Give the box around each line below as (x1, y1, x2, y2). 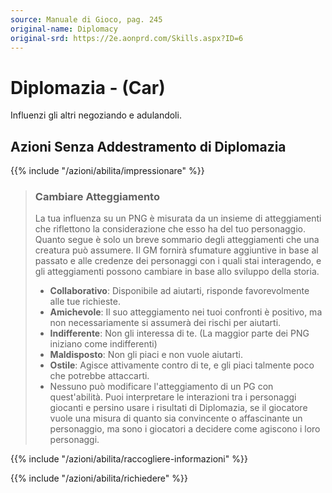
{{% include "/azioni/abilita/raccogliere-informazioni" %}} (10, 453, 248, 465)
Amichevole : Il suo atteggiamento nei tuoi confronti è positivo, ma (49, 306, 323, 318)
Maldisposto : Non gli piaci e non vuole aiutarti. (49, 349, 243, 361)
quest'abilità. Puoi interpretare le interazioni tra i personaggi (49, 391, 297, 403)
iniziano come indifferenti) (49, 338, 158, 350)
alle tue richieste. (49, 296, 121, 308)
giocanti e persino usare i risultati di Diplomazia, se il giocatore (49, 402, 308, 414)
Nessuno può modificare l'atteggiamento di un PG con (49, 381, 274, 393)
